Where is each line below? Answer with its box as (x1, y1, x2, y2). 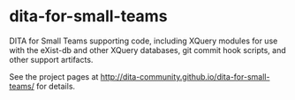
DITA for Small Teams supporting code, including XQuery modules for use (9, 35, 278, 46)
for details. (36, 81, 76, 91)
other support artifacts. (9, 54, 94, 65)
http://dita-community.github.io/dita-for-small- (100, 71, 270, 81)
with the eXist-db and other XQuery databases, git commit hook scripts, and (9, 44, 287, 55)
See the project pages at (9, 71, 99, 81)
